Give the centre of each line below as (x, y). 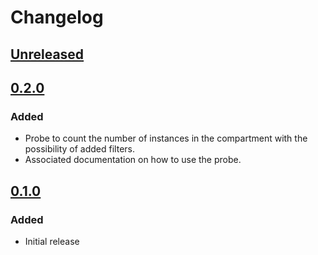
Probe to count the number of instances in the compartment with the (166, 138)
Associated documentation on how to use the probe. (133, 160)
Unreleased (47, 54)
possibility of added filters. (79, 149)
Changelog (57, 17)
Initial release (52, 241)
